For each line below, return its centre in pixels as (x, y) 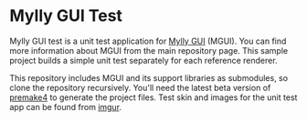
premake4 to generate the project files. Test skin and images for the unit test (153, 97)
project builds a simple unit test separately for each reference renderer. (143, 60)
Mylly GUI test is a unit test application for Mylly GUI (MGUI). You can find (148, 41)
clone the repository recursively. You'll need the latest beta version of (140, 87)
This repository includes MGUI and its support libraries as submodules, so (149, 77)
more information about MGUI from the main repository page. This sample (149, 50)
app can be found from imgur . (65, 106)
